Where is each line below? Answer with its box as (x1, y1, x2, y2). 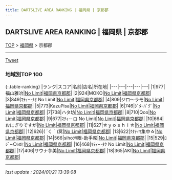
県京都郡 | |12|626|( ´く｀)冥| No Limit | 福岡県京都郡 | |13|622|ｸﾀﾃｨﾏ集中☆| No (5, 128, 163, 134)
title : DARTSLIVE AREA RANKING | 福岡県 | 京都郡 (5, 7, 109, 13)
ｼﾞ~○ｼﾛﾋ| (5, 141, 26, 147)
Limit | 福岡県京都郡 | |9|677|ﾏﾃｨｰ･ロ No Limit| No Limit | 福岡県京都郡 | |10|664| (5, 116, 164, 122)
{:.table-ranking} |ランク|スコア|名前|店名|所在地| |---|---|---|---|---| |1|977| (5, 83, 165, 89)
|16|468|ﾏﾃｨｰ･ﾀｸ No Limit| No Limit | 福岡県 (73, 141, 160, 147)
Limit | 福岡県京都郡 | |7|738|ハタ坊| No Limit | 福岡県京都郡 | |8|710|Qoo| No (5, 109, 156, 115)
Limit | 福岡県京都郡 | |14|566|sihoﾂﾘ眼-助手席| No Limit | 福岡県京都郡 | (5, 134, 146, 141)
